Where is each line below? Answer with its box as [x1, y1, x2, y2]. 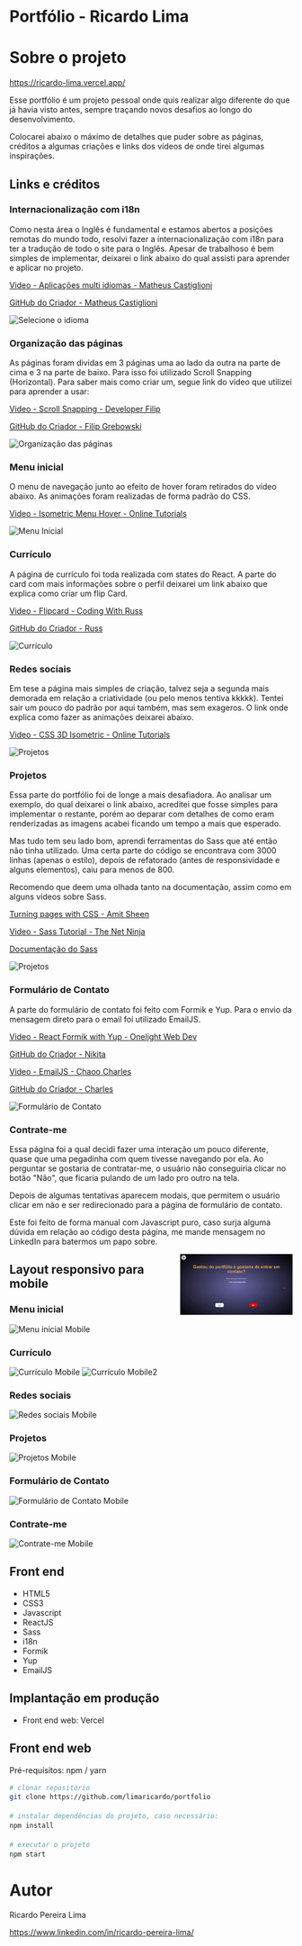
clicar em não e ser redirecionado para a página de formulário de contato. [9, 1199, 283, 1210]
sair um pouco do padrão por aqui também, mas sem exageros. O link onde [9, 702, 289, 713]
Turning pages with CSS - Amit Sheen [9, 909, 150, 920]
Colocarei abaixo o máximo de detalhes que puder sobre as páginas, [9, 131, 264, 142]
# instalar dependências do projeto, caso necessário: [9, 1812, 219, 1821]
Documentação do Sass [9, 943, 98, 955]
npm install [9, 1821, 54, 1830]
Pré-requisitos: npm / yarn [9, 1764, 107, 1775]
